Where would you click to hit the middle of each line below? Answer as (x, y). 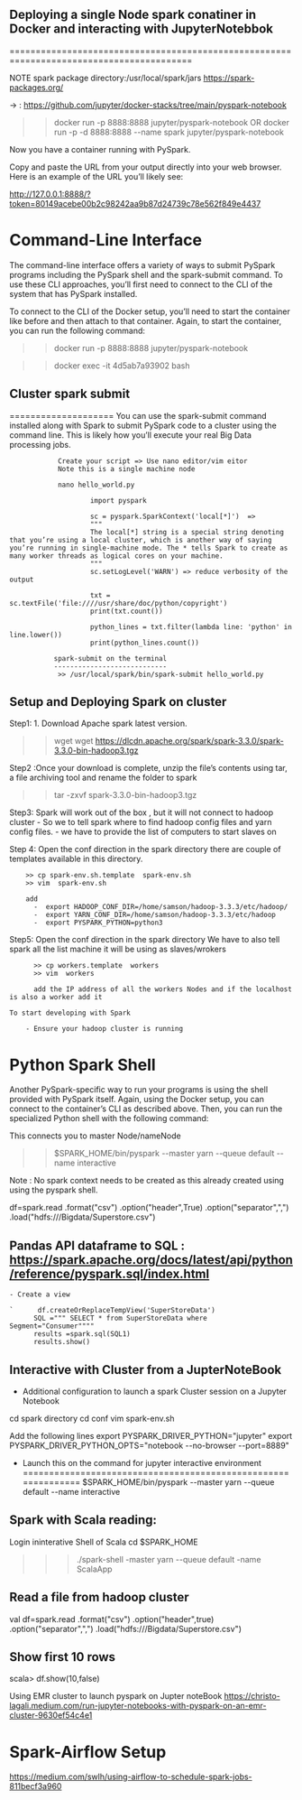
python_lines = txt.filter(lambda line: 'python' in (191, 626)
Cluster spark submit (70, 394)
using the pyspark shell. (54, 1190)
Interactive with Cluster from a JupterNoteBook (146, 1370)
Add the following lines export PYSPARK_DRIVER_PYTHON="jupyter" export (151, 1435)
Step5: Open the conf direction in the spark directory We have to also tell (145, 940)
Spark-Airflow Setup (88, 1752)
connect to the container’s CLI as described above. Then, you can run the (146, 1109)
